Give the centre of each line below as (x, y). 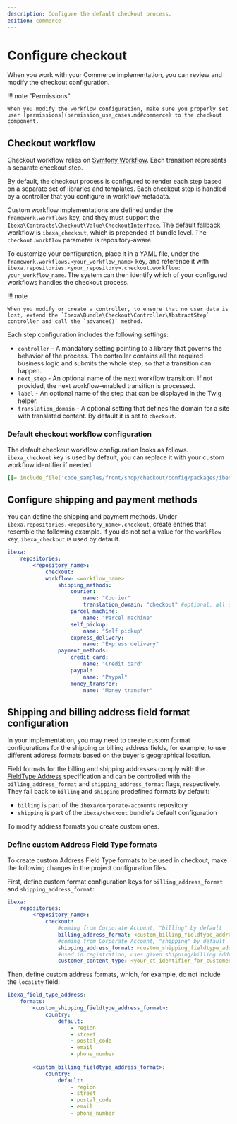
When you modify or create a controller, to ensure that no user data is (118, 309)
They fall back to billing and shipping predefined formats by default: (109, 792)
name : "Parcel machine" (118, 618)
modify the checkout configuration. (59, 83)
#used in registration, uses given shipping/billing (137, 954)
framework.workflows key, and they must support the (84, 218)
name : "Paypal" (105, 677)
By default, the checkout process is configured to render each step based (115, 182)
